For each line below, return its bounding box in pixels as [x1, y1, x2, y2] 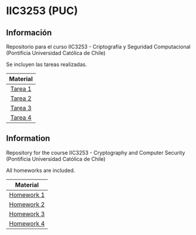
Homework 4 [9, 219, 45, 227]
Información [6, 28, 52, 38]
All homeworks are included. [6, 167, 75, 174]
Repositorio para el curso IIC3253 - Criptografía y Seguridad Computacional [6, 43, 191, 50]
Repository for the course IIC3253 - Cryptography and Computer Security [6, 149, 185, 156]
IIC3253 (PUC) [6, 4, 78, 18]
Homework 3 [9, 210, 45, 218]
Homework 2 [9, 200, 45, 208]
